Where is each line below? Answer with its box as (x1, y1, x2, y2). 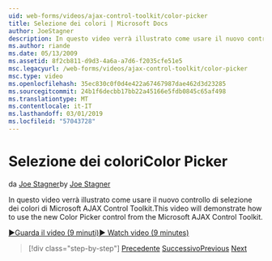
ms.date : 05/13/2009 (8, 49, 79, 58)
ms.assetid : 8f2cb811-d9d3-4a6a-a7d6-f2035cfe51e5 (8, 58, 183, 66)
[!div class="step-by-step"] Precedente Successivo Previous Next (28, 243, 247, 253)
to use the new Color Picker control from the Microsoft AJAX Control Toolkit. (8, 212, 263, 221)
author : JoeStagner (8, 27, 74, 35)
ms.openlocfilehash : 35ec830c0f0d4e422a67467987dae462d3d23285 (8, 79, 227, 88)
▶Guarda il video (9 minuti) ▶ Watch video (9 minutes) (8, 228, 189, 237)
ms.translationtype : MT (8, 95, 89, 103)
